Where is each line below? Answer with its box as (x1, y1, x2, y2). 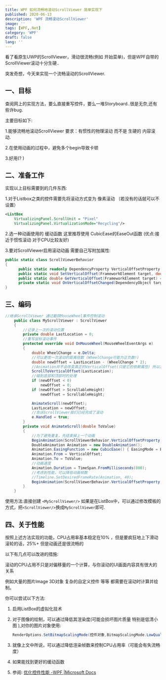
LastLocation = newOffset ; (31, 406, 87, 410)
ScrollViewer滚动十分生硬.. (5, 60, 59, 66)
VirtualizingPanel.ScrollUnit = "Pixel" (14, 216, 98, 221)
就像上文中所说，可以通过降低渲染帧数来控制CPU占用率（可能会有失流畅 (12, 642, 161, 648)
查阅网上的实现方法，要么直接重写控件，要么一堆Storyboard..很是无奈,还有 (5, 100, 157, 107)
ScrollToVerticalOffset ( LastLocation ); (31, 369, 114, 374)
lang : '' (5, 40, 23, 45)
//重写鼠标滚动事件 (23, 337, 57, 341)
